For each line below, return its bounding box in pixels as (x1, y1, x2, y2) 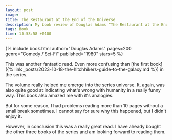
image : (5, 12, 19, 17)
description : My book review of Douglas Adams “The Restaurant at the (5, 22, 159, 27)
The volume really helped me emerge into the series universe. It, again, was (5, 82, 165, 88)
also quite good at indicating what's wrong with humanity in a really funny (5, 87, 161, 93)
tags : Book (5, 27, 29, 32)
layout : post (5, 7, 33, 13)
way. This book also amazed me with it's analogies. (5, 93, 114, 98)
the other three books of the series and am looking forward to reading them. (5, 129, 166, 135)
